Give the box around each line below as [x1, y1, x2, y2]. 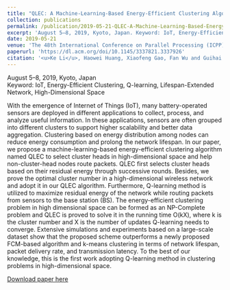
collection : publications [7, 16, 81, 23]
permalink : [7, 23, 38, 29]
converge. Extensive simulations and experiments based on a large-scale [7, 225, 214, 233]
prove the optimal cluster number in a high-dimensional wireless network [7, 174, 214, 182]
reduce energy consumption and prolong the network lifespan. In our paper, [7, 138, 221, 146]
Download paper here [7, 275, 68, 283]
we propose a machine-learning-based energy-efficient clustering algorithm [7, 145, 222, 153]
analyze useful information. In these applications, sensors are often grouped [7, 116, 222, 124]
